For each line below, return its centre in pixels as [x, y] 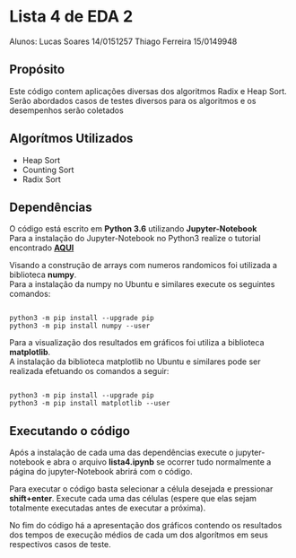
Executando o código [70, 431]
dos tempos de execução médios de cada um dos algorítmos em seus [139, 535]
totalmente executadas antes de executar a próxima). [108, 508]
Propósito [37, 70]
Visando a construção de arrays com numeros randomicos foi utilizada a [144, 266]
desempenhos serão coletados [66, 110]
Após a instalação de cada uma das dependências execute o [122, 453]
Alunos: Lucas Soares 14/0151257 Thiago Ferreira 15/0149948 [123, 41]
